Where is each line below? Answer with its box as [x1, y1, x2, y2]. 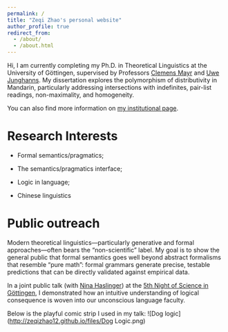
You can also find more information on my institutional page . [7, 104, 178, 112]
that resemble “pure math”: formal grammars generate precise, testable [7, 260, 211, 268]
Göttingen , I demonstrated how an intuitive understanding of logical [7, 288, 199, 297]
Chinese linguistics [17, 191, 71, 199]
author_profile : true [7, 23, 70, 30]
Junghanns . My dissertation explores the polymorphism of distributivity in [7, 76, 218, 84]
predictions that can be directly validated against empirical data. [7, 268, 190, 276]
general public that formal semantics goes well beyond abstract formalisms [7, 253, 221, 261]
